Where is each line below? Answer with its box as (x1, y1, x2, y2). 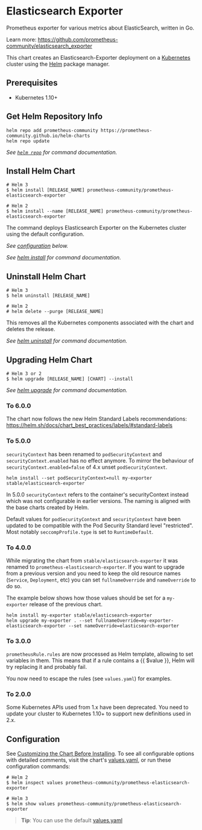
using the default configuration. (6, 230, 84, 238)
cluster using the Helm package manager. (6, 60, 110, 68)
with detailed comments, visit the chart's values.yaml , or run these (6, 756, 171, 764)
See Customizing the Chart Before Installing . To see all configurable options (6, 750, 195, 758)
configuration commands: (6, 763, 71, 770)
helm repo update (6, 138, 50, 144)
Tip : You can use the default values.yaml (21, 817, 122, 824)
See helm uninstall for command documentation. (6, 337, 128, 344)
